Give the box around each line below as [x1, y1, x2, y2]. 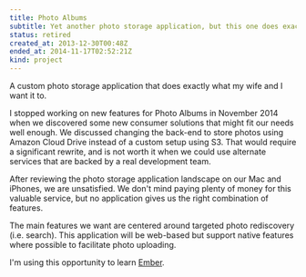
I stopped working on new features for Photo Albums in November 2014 [9, 108, 279, 118]
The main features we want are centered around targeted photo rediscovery [9, 220, 295, 231]
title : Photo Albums [9, 13, 88, 23]
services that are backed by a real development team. [9, 156, 211, 166]
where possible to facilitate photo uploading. [9, 240, 177, 250]
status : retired [9, 30, 71, 39]
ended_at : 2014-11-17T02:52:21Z [9, 47, 132, 56]
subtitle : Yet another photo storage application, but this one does [9, 22, 280, 31]
